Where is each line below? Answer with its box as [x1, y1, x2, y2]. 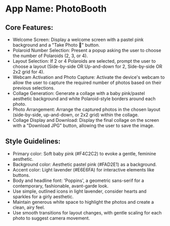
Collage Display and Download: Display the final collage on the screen [12, 117, 159, 123]
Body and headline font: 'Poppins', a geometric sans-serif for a [12, 177, 145, 184]
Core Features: [5, 23, 53, 32]
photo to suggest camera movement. [12, 215, 90, 221]
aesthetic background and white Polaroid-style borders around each [12, 96, 156, 102]
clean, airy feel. [12, 204, 45, 210]
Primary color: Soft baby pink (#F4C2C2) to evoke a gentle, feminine [12, 150, 156, 157]
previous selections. [12, 85, 55, 91]
